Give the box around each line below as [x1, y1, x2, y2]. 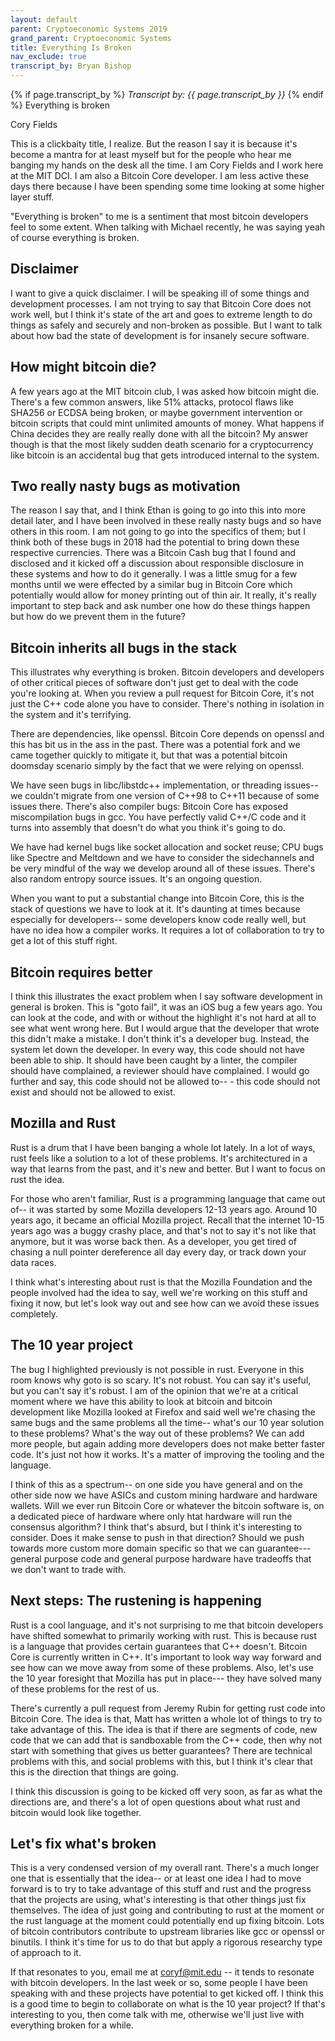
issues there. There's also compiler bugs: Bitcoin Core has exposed [10, 801, 289, 813]
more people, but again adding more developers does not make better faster [10, 1437, 326, 1450]
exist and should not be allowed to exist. [10, 1086, 176, 1098]
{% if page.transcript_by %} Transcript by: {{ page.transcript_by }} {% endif [10, 89, 324, 100]
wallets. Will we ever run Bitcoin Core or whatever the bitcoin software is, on [10, 1499, 325, 1511]
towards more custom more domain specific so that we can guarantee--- [10, 1542, 312, 1554]
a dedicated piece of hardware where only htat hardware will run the [10, 1510, 293, 1522]
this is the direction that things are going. [10, 1766, 179, 1778]
